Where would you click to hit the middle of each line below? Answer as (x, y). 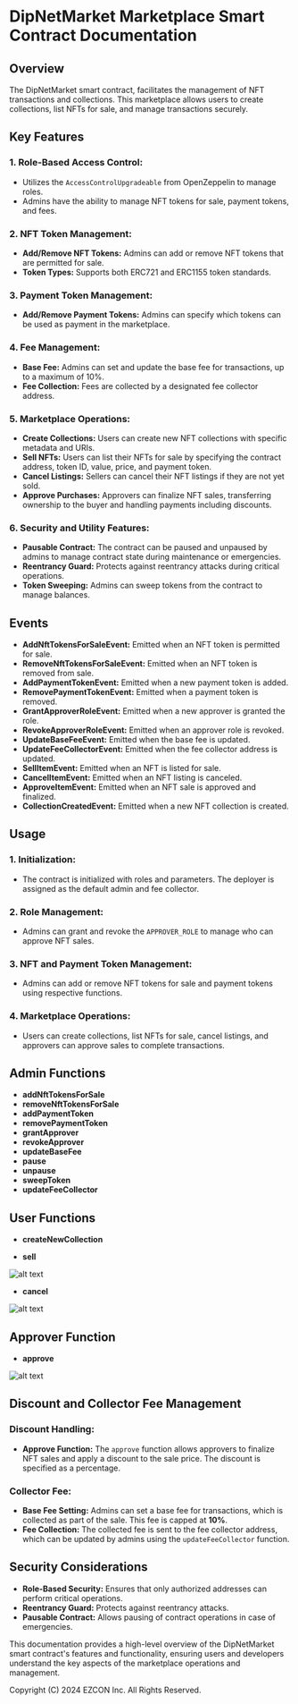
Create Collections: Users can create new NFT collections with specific (154, 438)
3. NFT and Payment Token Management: (101, 963)
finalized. (39, 796)
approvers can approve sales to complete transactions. (123, 1045)
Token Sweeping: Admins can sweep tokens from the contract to (142, 585)
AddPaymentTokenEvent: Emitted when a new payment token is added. (155, 682)
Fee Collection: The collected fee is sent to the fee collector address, (150, 1529)
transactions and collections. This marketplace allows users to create (137, 99)
